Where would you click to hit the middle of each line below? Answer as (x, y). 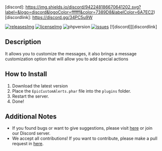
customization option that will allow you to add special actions (67, 59)
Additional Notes (31, 117)
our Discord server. (31, 134)
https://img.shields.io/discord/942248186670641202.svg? (83, 7)
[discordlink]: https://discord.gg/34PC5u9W (49, 17)
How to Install (26, 74)
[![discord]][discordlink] (133, 27)
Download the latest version (40, 86)
